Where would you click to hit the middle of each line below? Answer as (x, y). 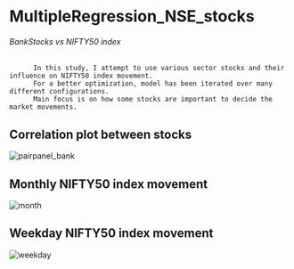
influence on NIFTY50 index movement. (81, 76)
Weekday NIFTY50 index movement (111, 233)
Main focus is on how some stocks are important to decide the (153, 100)
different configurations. (59, 92)
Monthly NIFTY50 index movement (108, 184)
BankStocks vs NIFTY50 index (65, 41)
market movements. (43, 107)
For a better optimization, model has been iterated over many (153, 84)
